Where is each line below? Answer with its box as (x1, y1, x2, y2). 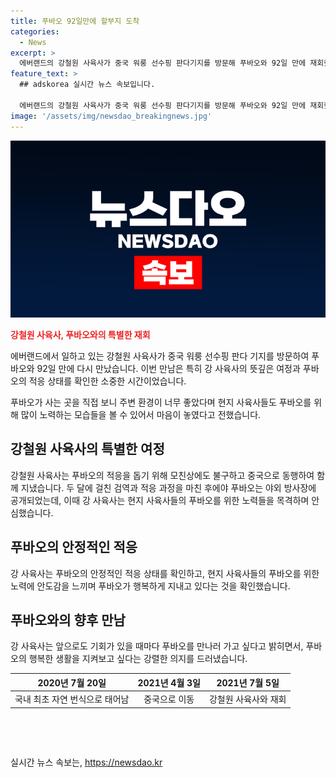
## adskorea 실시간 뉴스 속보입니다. (19, 80, 156, 90)
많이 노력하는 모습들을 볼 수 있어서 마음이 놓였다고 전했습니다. (20, 409, 262, 420)
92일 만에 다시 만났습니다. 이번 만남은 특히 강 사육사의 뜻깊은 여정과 (36, 363, 301, 374)
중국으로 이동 (143, 693, 195, 705)
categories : (10, 26, 60, 37)
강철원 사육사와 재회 (208, 693, 287, 705)
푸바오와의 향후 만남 (10, 612, 126, 629)
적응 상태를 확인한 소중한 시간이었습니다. (28, 375, 187, 387)
